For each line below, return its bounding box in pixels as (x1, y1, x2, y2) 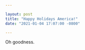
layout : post (5, 11, 33, 16)
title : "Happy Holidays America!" (5, 16, 78, 21)
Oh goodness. (5, 39, 35, 45)
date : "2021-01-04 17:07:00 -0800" (5, 21, 80, 26)
